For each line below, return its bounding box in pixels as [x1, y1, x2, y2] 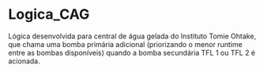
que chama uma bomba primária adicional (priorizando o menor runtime [8, 39, 243, 49]
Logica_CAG [8, 5, 90, 23]
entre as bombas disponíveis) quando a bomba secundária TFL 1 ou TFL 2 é [8, 48, 255, 57]
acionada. [8, 56, 41, 66]
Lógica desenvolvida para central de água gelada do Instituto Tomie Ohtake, [8, 31, 257, 41]
